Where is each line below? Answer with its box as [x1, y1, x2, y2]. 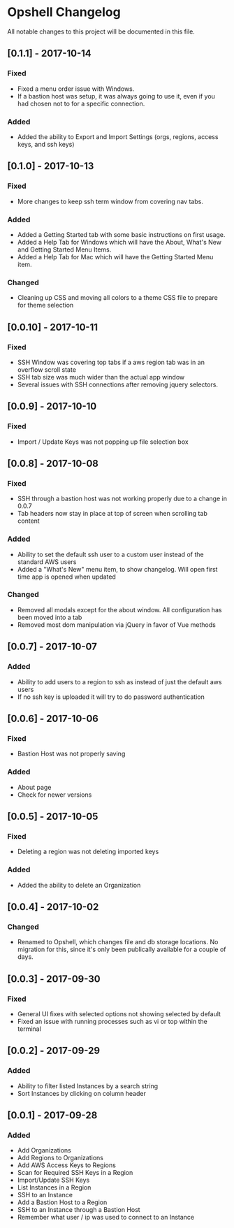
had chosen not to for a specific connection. [17, 99, 145, 108]
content [17, 517, 40, 525]
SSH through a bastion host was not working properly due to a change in [17, 494, 227, 503]
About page [17, 783, 52, 791]
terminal [17, 1025, 42, 1033]
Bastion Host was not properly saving [17, 749, 126, 758]
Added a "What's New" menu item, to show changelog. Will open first [17, 565, 218, 573]
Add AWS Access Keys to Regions [17, 1161, 117, 1169]
